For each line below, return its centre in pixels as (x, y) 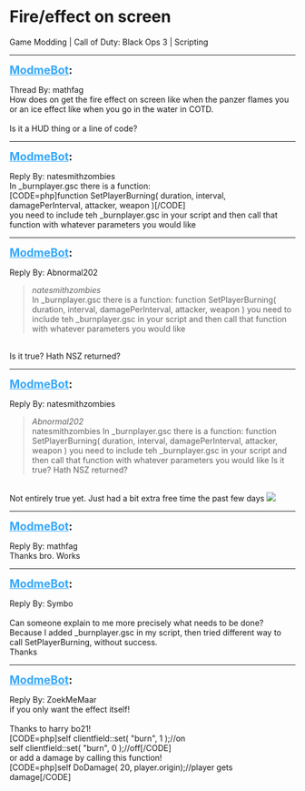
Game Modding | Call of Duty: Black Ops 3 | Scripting (109, 42)
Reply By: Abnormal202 (54, 272)
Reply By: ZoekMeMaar (53, 699)
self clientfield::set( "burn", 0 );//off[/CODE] (91, 747)
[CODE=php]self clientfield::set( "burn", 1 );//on (98, 738)
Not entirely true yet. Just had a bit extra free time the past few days (137, 498)
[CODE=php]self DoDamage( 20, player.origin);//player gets (121, 767)
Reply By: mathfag (44, 546)
